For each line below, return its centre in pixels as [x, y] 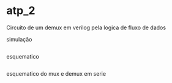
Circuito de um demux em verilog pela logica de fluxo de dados [86, 27]
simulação [19, 39]
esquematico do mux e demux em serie [56, 73]
